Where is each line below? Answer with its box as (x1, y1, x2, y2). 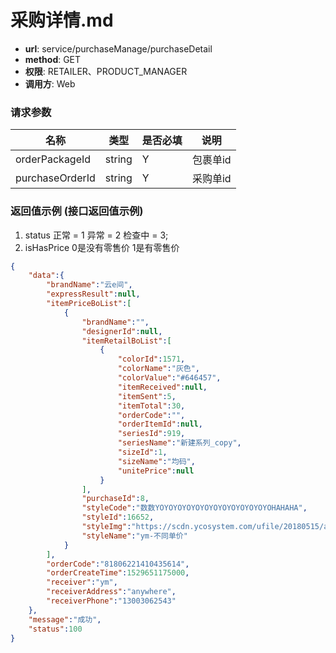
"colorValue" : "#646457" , (117, 373, 222, 383)
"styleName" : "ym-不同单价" (81, 531, 188, 541)
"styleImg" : (81, 522, 132, 532)
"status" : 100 (28, 624, 83, 634)
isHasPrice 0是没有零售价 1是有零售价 (24, 241, 180, 253)
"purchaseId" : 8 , (81, 494, 150, 504)
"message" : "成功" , (28, 614, 102, 625)
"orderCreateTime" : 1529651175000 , (46, 568, 190, 578)
